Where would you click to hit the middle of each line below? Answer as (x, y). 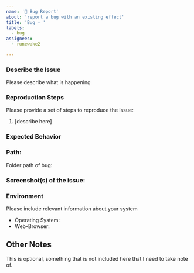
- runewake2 (26, 44)
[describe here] (33, 122)
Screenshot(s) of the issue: (46, 180)
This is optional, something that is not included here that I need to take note (97, 258)
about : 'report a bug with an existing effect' (65, 17)
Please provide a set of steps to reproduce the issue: (70, 110)
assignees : (19, 39)
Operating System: (37, 220)
